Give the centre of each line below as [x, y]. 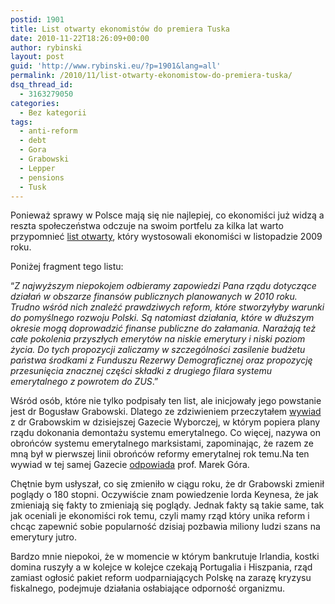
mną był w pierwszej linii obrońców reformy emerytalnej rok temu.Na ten [160, 454]
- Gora [33, 150]
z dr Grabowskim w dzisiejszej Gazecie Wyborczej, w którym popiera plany [165, 422]
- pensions [42, 177]
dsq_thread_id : [42, 85]
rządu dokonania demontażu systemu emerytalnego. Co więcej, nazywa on [166, 433]
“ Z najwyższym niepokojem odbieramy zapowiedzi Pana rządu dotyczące [163, 286]
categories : [35, 103]
